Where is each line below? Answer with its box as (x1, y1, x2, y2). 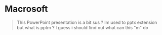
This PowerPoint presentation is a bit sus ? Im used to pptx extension (16, 19, 158, 25)
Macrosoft (4, 3, 48, 15)
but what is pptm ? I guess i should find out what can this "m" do (16, 24, 149, 30)
